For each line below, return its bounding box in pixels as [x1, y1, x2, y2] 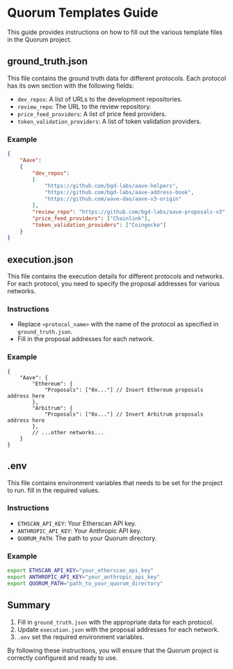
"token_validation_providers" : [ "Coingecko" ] [32, 221, 167, 228]
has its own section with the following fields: [7, 81, 134, 90]
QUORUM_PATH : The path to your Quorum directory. [17, 534, 157, 542]
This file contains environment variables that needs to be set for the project [7, 478, 223, 487]
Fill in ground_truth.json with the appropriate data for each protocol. [17, 617, 214, 626]
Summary [7, 599, 51, 611]
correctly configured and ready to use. [7, 653, 118, 662]
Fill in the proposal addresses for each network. [17, 335, 154, 343]
